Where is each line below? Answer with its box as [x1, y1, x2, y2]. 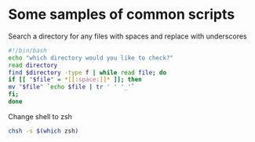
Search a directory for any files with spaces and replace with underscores [8, 31, 247, 41]
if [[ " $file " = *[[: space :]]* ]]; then [8, 76, 143, 84]
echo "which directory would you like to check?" [8, 53, 174, 62]
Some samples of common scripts [8, 5, 235, 24]
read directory [8, 61, 58, 69]
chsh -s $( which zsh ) [8, 127, 79, 135]
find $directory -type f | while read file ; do [8, 68, 167, 76]
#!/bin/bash [8, 46, 47, 54]
